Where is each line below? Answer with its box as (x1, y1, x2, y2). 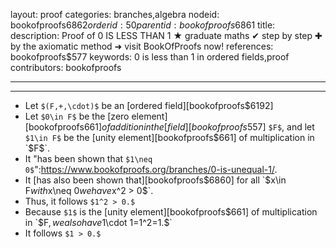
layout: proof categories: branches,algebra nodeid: (10, 9, 220, 20)
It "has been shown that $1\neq (24, 153, 153, 164)
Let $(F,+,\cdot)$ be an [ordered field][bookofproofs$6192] (24, 100, 274, 111)
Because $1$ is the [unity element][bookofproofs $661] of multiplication (24, 206, 318, 218)
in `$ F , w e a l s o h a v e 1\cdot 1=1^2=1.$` (24, 217, 173, 228)
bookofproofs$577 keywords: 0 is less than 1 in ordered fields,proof (10, 51, 290, 63)
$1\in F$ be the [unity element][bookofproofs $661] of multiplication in (24, 132, 315, 143)
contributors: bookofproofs (10, 62, 122, 73)
